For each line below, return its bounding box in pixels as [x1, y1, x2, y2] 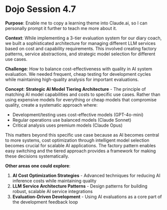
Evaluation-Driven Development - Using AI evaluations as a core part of [12, 194, 162, 200]
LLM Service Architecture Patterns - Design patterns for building [12, 183, 148, 189]
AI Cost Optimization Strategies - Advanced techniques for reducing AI [12, 172, 161, 178]
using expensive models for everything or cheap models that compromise [5, 96, 157, 103]
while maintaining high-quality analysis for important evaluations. [5, 76, 139, 82]
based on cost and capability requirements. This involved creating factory [5, 45, 157, 51]
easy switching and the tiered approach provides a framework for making [5, 148, 156, 154]
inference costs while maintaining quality [12, 178, 97, 184]
